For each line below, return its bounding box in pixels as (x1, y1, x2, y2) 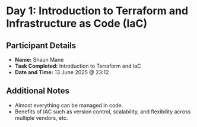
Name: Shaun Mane (14, 56, 64, 63)
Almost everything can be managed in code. (14, 101, 123, 109)
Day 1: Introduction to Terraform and (6, 4, 189, 18)
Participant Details (6, 40, 77, 50)
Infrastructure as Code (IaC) (6, 17, 148, 30)
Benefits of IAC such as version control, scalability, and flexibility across (14, 108, 191, 115)
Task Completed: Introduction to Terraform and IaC (14, 62, 141, 69)
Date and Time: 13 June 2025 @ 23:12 (14, 69, 109, 75)
